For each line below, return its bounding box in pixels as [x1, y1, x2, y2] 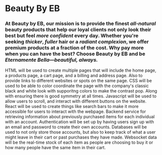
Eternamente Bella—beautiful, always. [5, 57, 98, 63]
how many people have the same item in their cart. [5, 145, 106, 151]
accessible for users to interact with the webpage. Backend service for [5, 108, 146, 114]
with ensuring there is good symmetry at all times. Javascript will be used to [5, 93, 157, 99]
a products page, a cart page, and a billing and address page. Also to [5, 73, 143, 78]
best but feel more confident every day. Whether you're [5, 32, 139, 39]
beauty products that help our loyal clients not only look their [5, 26, 151, 33]
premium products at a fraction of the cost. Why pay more [5, 45, 144, 51]
